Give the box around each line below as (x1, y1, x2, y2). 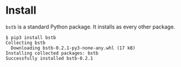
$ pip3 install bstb (5, 34, 57, 40)
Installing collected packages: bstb (5, 50, 99, 56)
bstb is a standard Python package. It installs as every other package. (5, 23, 176, 30)
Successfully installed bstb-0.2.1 (5, 55, 93, 61)
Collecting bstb (5, 40, 46, 46)
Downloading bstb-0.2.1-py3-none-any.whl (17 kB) (11, 45, 135, 51)
